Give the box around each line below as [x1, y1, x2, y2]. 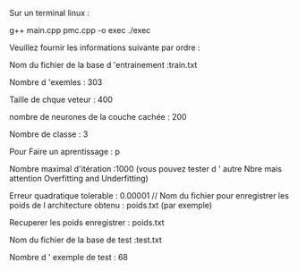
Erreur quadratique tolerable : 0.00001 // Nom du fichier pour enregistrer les [9, 191, 289, 200]
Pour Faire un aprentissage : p [9, 147, 121, 157]
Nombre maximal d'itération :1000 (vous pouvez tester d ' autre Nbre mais [9, 164, 282, 174]
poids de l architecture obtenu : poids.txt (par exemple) [9, 200, 213, 210]
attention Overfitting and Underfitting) [9, 174, 149, 183]
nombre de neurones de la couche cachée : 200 [9, 112, 187, 122]
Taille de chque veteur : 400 [9, 94, 114, 105]
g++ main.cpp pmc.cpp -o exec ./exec [9, 25, 151, 35]
